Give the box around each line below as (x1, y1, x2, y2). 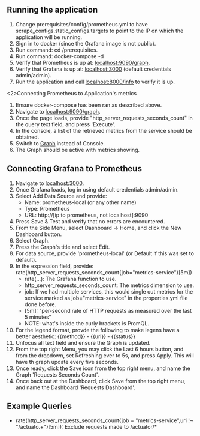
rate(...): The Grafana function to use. (24, 275, 117, 282)
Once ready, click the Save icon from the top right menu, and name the (15, 365, 191, 372)
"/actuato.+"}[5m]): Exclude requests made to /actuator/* (15, 423, 157, 431)
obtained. (15, 133, 40, 141)
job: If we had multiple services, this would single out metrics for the (24, 288, 193, 295)
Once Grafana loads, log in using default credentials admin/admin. (15, 186, 179, 193)
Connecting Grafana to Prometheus (7, 163, 143, 174)
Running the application (7, 5, 98, 15)
